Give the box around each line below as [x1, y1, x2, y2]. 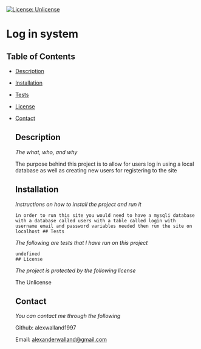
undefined [15, 250, 41, 257]
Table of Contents [6, 51, 76, 62]
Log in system [6, 27, 79, 41]
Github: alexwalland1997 [15, 324, 77, 331]
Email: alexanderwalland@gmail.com [15, 336, 107, 344]
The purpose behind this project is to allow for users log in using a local [15, 160, 194, 167]
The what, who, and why [15, 148, 78, 155]
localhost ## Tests [15, 228, 65, 234]
